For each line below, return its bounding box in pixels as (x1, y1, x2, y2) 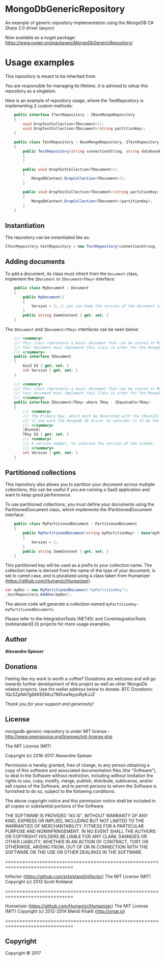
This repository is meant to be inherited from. (5, 73, 97, 79)
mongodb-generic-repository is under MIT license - (5, 728, 110, 734)
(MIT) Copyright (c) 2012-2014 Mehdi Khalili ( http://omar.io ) (5, 908, 125, 914)
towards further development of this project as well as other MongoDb (5, 681, 148, 687)
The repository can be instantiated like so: (5, 235, 90, 241)
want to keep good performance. (5, 492, 72, 498)
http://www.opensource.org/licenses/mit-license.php (5, 733, 113, 739)
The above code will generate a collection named (5, 601, 105, 607)
